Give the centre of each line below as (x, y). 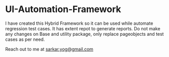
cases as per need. (25, 39)
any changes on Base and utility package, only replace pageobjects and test (84, 34)
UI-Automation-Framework (63, 9)
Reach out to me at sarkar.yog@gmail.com (49, 49)
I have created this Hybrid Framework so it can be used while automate (79, 23)
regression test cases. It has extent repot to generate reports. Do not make (83, 28)
